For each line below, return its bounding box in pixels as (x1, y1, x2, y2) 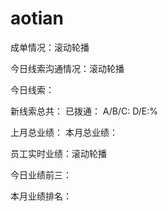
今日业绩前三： (10, 168, 72, 181)
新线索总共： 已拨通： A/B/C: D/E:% (10, 105, 159, 117)
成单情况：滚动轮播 (10, 41, 90, 53)
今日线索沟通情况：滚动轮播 (10, 62, 125, 74)
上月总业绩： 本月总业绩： (10, 126, 118, 138)
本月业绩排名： (10, 190, 72, 202)
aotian (10, 7, 64, 30)
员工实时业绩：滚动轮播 (10, 147, 107, 159)
